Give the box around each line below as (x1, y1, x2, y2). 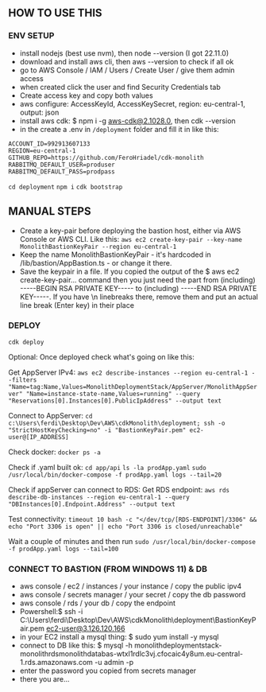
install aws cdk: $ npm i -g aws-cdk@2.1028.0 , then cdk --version (19, 115, 236, 126)
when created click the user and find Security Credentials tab (19, 82, 221, 91)
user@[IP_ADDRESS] (8, 433, 69, 441)
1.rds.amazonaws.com (19, 658, 94, 667)
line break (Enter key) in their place (19, 300, 135, 309)
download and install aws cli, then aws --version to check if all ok (19, 56, 234, 66)
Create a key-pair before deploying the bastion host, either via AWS (19, 226, 241, 235)
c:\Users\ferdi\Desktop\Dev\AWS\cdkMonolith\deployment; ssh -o (8, 419, 226, 427)
